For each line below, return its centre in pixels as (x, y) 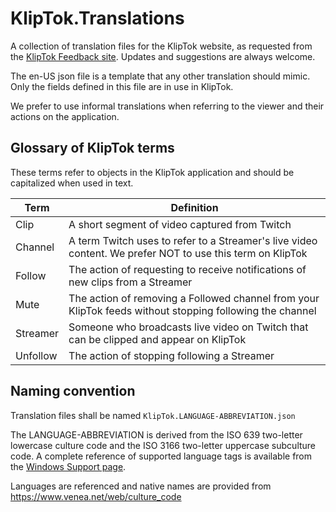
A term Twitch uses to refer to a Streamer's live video (193, 240)
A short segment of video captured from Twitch (180, 224)
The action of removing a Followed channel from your (194, 298)
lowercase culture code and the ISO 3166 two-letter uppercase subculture (163, 445)
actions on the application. (65, 116)
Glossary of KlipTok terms (92, 148)
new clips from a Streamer (130, 282)
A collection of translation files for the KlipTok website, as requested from (161, 46)
